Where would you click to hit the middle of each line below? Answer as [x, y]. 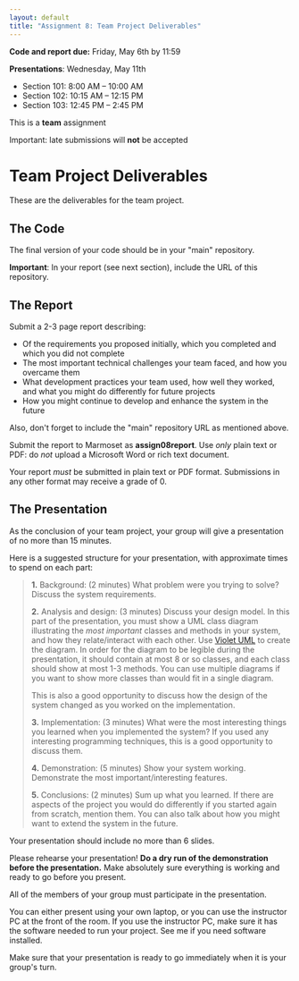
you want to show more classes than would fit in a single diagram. [152, 678]
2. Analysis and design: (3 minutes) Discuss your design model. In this [160, 611]
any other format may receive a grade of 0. [88, 482]
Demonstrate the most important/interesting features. [129, 777]
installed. [26, 940]
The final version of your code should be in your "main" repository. [132, 250]
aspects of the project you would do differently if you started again [154, 804]
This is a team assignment [58, 123]
